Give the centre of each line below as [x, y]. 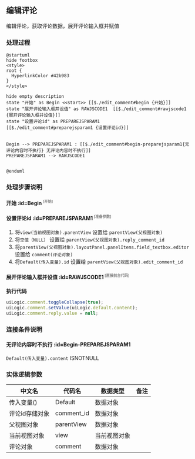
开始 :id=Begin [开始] [30, 202]
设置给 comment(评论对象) [44, 255]
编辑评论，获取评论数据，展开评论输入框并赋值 [63, 26]
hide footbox [22, 61]
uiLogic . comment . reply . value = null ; [52, 313]
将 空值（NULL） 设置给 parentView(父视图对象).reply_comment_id [89, 240]
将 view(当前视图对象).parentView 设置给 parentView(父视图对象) [89, 232]
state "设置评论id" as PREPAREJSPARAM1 [53, 122]
